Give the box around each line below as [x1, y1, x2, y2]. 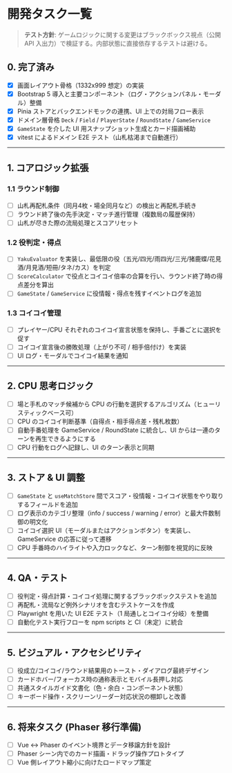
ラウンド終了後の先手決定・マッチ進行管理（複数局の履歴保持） [17, 210, 199, 218]
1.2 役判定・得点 [7, 237, 61, 247]
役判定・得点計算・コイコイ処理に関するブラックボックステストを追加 [17, 592, 217, 600]
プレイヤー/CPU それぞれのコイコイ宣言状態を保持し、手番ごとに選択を [17, 325, 222, 334]
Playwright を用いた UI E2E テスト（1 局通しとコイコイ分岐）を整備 [17, 610, 209, 618]
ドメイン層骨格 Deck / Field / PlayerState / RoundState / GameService [17, 116, 211, 124]
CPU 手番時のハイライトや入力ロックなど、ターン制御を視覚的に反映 [17, 544, 213, 552]
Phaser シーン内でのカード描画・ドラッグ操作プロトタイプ [17, 749, 184, 758]
